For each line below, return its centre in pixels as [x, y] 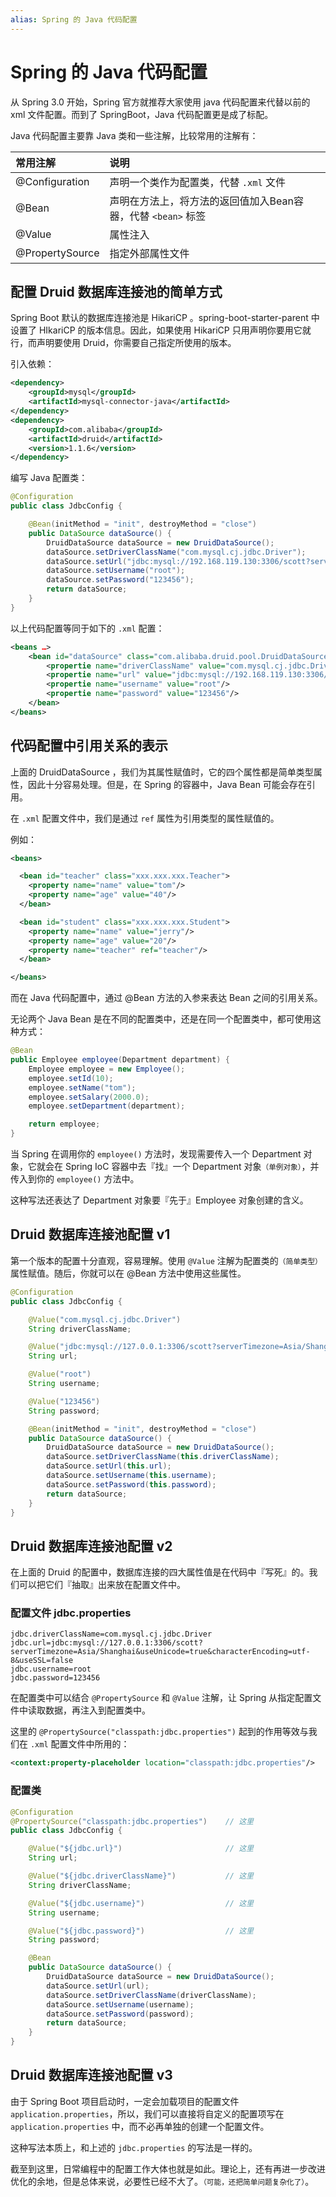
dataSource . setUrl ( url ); [98, 1986]
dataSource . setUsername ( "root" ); [116, 571]
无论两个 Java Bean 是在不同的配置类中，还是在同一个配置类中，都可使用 [161, 1019]
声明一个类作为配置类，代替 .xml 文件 [197, 182]
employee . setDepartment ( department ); [107, 1106]
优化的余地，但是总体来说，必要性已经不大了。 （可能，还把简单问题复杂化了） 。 [162, 2181]
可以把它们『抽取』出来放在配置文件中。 [102, 1585]
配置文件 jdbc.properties [71, 1613]
